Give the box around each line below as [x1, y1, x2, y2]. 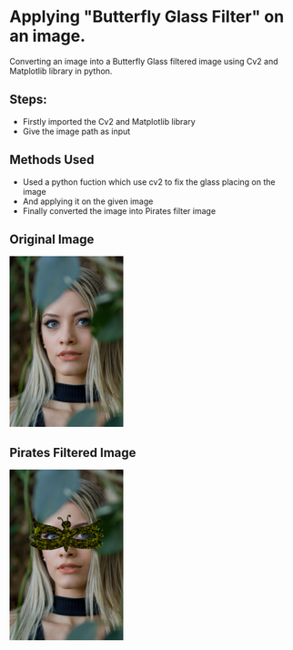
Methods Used [9, 152, 95, 168]
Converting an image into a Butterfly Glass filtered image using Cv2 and [9, 56, 278, 66]
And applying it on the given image [22, 196, 154, 207]
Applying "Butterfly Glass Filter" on [9, 6, 285, 27]
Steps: [9, 92, 47, 107]
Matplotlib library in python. [9, 66, 113, 76]
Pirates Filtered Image [9, 444, 136, 461]
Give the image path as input [22, 126, 131, 137]
